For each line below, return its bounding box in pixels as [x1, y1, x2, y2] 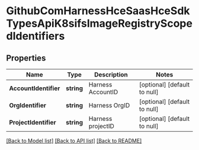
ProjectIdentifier [9, 119, 56, 126]
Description [94, 71, 129, 78]
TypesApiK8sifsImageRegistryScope [6, 17, 192, 30]
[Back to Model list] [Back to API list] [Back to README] [6, 138, 142, 144]
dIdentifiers [6, 30, 65, 43]
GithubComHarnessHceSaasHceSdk [6, 4, 191, 18]
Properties [6, 53, 46, 63]
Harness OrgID [88, 101, 130, 109]
